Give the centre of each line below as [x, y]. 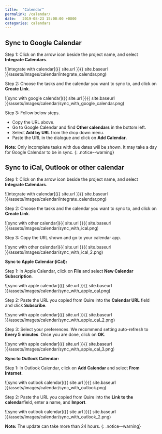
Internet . [14, 373]
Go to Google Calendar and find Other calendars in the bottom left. [79, 127]
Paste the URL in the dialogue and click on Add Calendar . [69, 138]
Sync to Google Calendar [44, 43]
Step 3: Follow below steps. [32, 113]
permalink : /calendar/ [28, 14]
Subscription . [19, 276]
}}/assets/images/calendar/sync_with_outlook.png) [56, 387]
